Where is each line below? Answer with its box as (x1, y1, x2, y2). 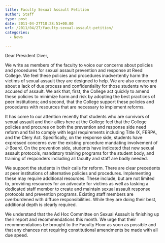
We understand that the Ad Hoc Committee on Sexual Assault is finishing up (5, 211, 160, 217)
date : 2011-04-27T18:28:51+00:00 (5, 21, 74, 26)
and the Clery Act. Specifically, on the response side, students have (5, 134, 143, 140)
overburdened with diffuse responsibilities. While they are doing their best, (5, 196, 157, 202)
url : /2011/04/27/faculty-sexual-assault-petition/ (5, 26, 113, 31)
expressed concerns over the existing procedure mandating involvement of (5, 139, 158, 145)
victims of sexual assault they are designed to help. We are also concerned (5, 77, 158, 84)
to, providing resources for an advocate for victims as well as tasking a (5, 180, 149, 186)
